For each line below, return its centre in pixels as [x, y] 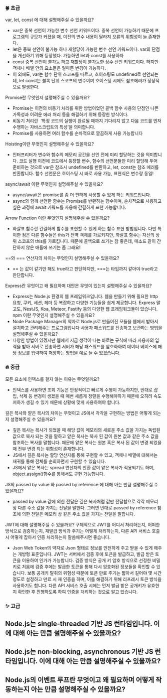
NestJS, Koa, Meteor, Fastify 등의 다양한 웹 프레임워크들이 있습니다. [90, 309]
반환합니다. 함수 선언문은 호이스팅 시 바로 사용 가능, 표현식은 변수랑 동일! [83, 174]
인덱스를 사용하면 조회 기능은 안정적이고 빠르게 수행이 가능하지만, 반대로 [82, 389]
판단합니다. [23, 275]
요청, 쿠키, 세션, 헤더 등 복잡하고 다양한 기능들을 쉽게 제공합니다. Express [84, 303]
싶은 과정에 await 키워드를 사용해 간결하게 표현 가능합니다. [69, 207]
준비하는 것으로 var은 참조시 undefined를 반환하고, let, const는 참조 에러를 [85, 167]
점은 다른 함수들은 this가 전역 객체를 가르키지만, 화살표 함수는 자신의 [88, 235]
